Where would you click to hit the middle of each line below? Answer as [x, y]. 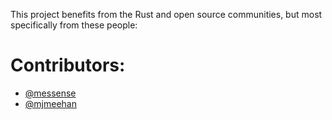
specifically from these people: [74, 25]
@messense [50, 93]
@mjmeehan [50, 103]
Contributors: [68, 65]
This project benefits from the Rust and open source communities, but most [166, 14]
